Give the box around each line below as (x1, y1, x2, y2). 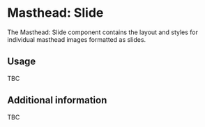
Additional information (7, 94, 107, 106)
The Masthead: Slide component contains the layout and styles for (7, 28, 199, 36)
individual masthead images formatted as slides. (7, 35, 146, 43)
